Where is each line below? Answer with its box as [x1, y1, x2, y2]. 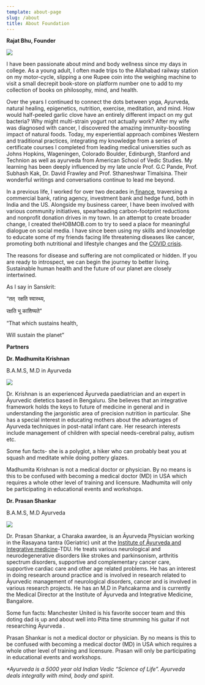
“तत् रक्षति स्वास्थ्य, [6, 295, 45, 303]
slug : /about [6, 15, 40, 21]
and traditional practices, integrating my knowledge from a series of [6, 137, 177, 144]
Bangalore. [6, 598, 34, 605]
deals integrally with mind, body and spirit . [6, 672, 114, 679]
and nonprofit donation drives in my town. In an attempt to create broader [6, 214, 192, 221]
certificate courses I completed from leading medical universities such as [6, 144, 192, 151]
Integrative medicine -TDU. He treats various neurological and [6, 546, 161, 553]
